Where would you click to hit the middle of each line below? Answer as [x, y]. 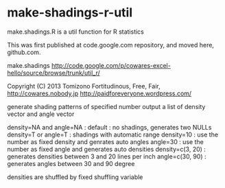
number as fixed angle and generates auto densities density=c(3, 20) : [106, 149]
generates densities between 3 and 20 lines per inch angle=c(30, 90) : [107, 156]
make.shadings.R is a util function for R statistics [75, 32]
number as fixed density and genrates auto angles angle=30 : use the [105, 141]
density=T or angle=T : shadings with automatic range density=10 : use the [113, 134]
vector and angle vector [41, 114]
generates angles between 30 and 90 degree [71, 163]
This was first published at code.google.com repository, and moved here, [111, 45]
